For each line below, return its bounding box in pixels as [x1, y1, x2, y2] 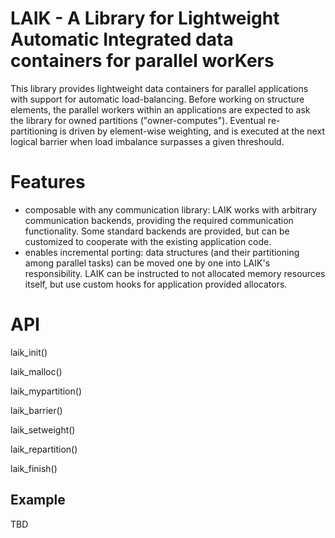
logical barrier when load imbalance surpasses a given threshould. [10, 135, 285, 147]
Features [10, 171, 86, 194]
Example [10, 492, 66, 509]
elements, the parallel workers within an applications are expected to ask [10, 103, 311, 116]
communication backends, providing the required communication [24, 214, 294, 226]
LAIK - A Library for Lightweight [10, 7, 280, 30]
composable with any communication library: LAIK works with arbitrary [24, 203, 318, 216]
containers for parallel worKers [10, 50, 275, 72]
